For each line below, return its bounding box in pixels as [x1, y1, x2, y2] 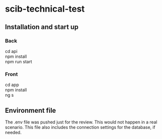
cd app [5, 82, 19, 88]
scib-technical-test [5, 3, 85, 15]
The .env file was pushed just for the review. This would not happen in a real [5, 119, 158, 125]
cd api [5, 48, 18, 54]
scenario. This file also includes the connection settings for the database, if [5, 124, 156, 130]
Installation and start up [5, 23, 79, 31]
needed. [5, 129, 22, 135]
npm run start [5, 58, 32, 64]
